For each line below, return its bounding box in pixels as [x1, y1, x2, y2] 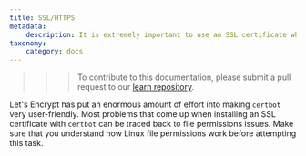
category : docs [25, 47, 84, 56]
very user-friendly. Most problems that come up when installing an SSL [9, 109, 276, 120]
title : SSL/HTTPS [9, 13, 76, 23]
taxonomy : [9, 38, 47, 48]
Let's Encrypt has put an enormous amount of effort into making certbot [9, 99, 281, 110]
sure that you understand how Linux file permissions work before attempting [9, 128, 297, 139]
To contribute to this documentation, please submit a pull [76, 72, 291, 83]
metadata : [9, 22, 47, 31]
